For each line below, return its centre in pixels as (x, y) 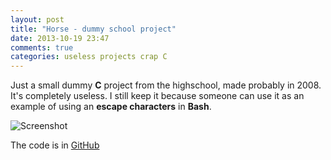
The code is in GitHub (55, 145)
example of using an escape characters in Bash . (111, 107)
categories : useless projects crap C (89, 57)
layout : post (37, 19)
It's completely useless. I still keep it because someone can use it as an (157, 96)
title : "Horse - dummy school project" (93, 29)
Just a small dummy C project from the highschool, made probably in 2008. (166, 85)
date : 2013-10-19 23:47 (60, 38)
